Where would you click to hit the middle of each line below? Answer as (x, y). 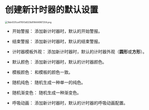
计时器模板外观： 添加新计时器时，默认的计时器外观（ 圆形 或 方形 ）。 (79, 52)
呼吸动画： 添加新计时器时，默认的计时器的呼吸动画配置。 (70, 103)
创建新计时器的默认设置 (52, 10)
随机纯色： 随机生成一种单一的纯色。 (49, 82)
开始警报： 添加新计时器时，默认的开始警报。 (57, 31)
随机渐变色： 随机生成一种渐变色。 (46, 93)
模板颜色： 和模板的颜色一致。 (42, 72)
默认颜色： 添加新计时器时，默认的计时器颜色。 (59, 62)
